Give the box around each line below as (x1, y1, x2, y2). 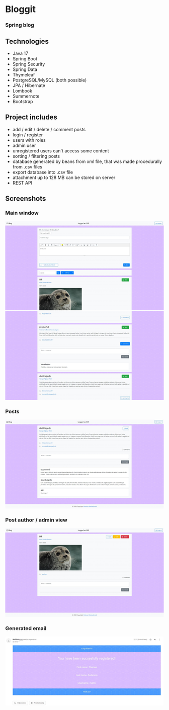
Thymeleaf (12, 71, 35, 77)
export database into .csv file (12, 169, 73, 175)
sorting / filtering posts (12, 153, 60, 159)
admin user (12, 142, 36, 148)
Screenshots (5, 195, 46, 203)
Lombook (12, 87, 33, 94)
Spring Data (12, 66, 38, 72)
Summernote (12, 93, 40, 99)
